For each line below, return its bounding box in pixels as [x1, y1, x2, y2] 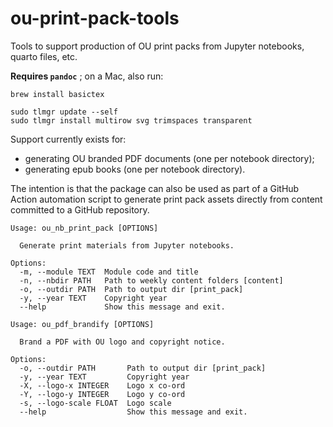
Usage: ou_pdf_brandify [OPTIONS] [10, 319, 155, 329]
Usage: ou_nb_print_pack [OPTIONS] [10, 223, 159, 233]
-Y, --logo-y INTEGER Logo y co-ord [19, 389, 186, 399]
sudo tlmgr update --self [10, 107, 118, 117]
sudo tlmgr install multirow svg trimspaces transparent [10, 115, 253, 126]
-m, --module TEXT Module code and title [19, 267, 199, 277]
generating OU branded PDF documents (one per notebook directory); [24, 152, 315, 164]
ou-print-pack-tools [10, 7, 180, 30]
